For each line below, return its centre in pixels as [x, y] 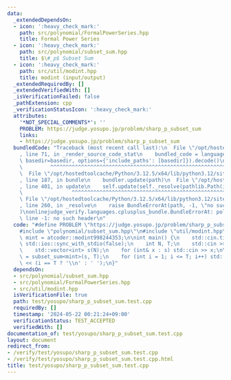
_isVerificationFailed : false [56, 97]
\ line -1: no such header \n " [63, 218]
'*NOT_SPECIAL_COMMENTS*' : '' [63, 122]
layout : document [32, 340]
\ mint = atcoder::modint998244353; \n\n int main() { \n [100, 237]
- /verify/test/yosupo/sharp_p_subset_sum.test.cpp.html [90, 359]
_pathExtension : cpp [43, 103]
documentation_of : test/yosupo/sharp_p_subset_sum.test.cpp [95, 334]
